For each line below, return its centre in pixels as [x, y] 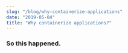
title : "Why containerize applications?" [59, 23]
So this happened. [34, 43]
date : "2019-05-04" [31, 17]
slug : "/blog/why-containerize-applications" [64, 12]
